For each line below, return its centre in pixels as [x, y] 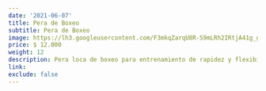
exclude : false [33, 74]
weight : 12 [26, 52]
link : [17, 67]
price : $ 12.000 [35, 45]
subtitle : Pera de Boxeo [49, 30]
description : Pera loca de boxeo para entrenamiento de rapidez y [120, 60]
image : [19, 38]
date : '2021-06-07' [40, 15]
